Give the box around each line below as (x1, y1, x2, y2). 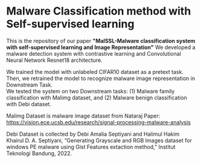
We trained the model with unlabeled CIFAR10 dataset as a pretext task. (6, 68, 184, 75)
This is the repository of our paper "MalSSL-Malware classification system (6, 37, 196, 44)
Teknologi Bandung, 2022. (6, 150, 72, 157)
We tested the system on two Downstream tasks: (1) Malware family (6, 87, 175, 95)
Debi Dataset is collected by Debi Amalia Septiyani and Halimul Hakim (6, 130, 180, 138)
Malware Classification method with (6, 4, 191, 18)
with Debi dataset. (6, 100, 51, 107)
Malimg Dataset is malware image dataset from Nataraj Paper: (6, 112, 161, 119)
